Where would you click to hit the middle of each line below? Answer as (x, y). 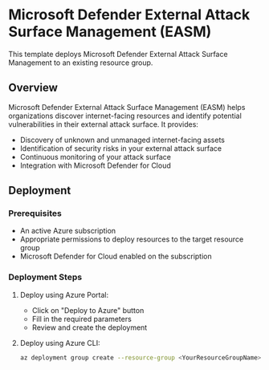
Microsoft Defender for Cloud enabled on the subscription (116, 256)
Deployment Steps (45, 277)
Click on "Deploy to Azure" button (88, 310)
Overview (33, 88)
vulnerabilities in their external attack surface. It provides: (104, 124)
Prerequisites (35, 213)
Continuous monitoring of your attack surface (95, 157)
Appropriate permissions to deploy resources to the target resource (132, 239)
